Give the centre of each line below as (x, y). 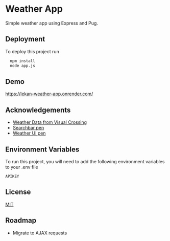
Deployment (25, 39)
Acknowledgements (38, 110)
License (18, 192)
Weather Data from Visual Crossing (50, 122)
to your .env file (22, 167)
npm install (23, 61)
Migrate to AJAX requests (40, 233)
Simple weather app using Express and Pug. (52, 23)
